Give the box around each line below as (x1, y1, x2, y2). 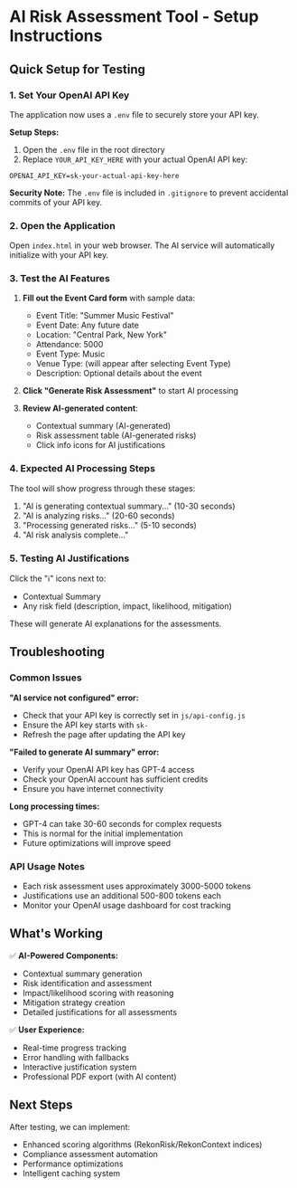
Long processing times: (9, 801, 100, 812)
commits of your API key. (9, 196, 102, 207)
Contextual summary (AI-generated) (35, 421, 172, 432)
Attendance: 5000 (35, 339, 104, 350)
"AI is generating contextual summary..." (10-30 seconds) (22, 500, 237, 511)
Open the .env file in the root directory (22, 144, 165, 155)
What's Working (9, 926, 104, 942)
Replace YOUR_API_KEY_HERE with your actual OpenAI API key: (22, 154, 248, 165)
